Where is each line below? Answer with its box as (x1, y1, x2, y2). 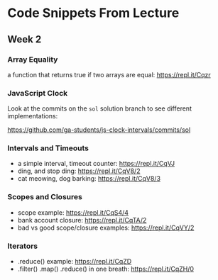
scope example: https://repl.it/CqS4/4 (17, 208, 129, 217)
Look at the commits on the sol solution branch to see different (7, 104, 192, 113)
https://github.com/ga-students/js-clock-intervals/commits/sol (7, 125, 191, 134)
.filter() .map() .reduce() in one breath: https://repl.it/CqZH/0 (17, 264, 194, 274)
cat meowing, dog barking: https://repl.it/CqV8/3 (17, 174, 161, 183)
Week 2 (7, 33, 42, 45)
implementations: (7, 112, 58, 121)
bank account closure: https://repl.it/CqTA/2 (17, 215, 147, 224)
